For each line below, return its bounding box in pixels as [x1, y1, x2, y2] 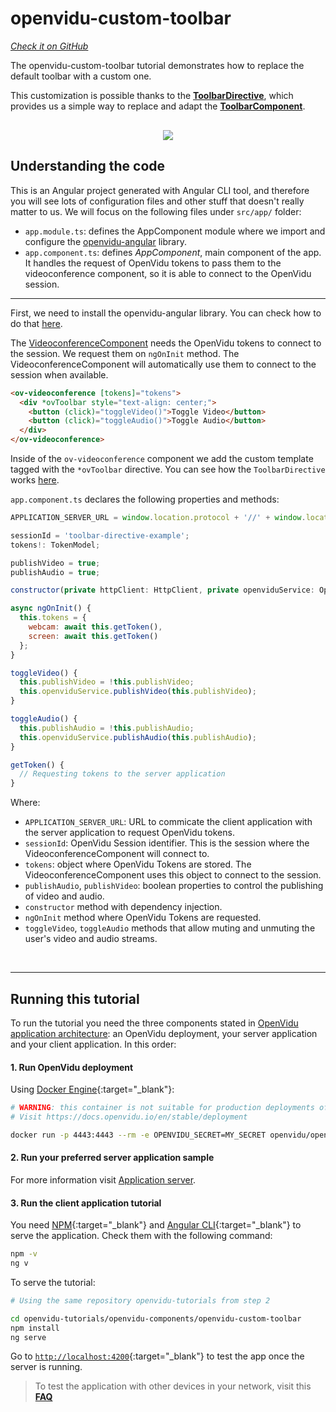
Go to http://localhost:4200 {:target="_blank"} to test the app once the [10, 1350, 305, 1362]
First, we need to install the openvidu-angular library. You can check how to [10, 307, 322, 319]
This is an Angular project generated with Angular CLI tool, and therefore [10, 184, 310, 196]
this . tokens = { [19, 613, 87, 623]
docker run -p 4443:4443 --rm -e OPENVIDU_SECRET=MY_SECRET [10, 1130, 267, 1140]
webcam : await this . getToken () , [28, 622, 163, 632]
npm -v [10, 1249, 38, 1259]
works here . [10, 474, 60, 486]
